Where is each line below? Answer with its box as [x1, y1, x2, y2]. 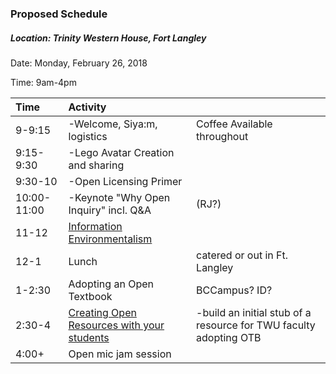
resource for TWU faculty [196, 318, 316, 332]
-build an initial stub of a [196, 305, 312, 319]
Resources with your [68, 318, 165, 332]
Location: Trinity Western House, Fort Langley [10, 32, 207, 44]
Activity [68, 100, 107, 114]
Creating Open [68, 305, 137, 319]
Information [68, 219, 123, 233]
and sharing [68, 158, 125, 172]
